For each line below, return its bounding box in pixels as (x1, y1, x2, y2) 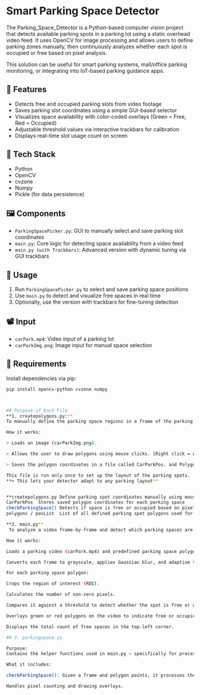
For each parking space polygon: (6, 570, 89, 576)
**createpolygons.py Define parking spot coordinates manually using (6, 494, 183, 500)
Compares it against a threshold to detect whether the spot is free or (6, 603, 190, 608)
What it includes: (6, 662, 52, 668)
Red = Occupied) (14, 119, 57, 126)
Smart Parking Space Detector (6, 4, 160, 18)
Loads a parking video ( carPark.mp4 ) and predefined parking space (6, 548, 177, 554)
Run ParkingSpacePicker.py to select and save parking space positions (14, 286, 189, 293)
